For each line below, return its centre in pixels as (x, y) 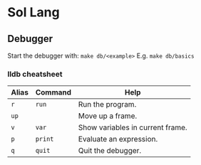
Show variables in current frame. (133, 127)
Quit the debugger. (110, 151)
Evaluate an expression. (118, 139)
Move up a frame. (108, 116)
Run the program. (107, 105)
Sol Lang (33, 12)
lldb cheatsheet (35, 74)
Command (53, 92)
